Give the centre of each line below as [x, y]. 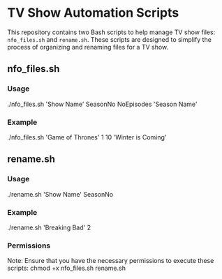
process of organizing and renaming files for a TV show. [88, 47]
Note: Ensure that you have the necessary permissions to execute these [111, 261]
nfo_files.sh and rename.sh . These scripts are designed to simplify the [109, 39]
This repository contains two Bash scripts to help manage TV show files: [111, 32]
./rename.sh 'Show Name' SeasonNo [60, 194]
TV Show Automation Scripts [93, 13]
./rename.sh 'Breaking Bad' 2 [49, 227]
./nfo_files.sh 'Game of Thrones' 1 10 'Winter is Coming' [87, 137]
